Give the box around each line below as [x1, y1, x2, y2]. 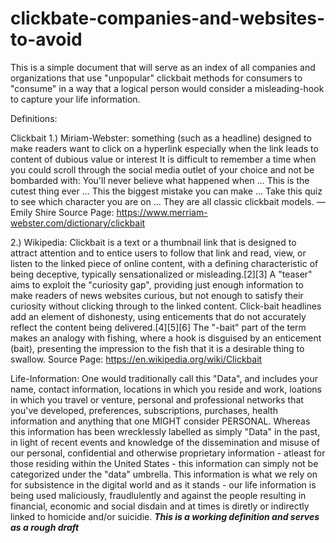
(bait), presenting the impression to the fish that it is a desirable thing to [10, 342, 305, 354]
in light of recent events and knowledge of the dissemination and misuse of [10, 436, 320, 448]
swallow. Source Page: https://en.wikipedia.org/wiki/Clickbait [10, 353, 263, 365]
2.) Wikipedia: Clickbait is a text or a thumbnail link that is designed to [10, 236, 297, 248]
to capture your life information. [10, 93, 141, 105]
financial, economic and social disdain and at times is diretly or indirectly [10, 500, 310, 512]
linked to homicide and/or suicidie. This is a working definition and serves [10, 510, 320, 522]
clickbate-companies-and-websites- [10, 7, 326, 30]
